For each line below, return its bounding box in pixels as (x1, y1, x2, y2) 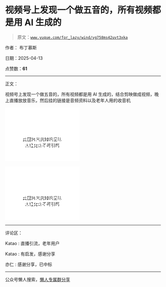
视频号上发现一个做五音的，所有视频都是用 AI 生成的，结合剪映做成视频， (5, 91, 155, 97)
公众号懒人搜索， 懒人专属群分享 (5, 276, 70, 282)
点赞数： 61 (5, 65, 28, 72)
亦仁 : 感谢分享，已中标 (5, 261, 52, 267)
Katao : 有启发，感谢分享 (5, 250, 56, 257)
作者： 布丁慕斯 (5, 44, 37, 50)
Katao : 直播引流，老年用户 (5, 240, 60, 246)
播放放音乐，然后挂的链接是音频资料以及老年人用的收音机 (13, 97, 131, 103)
